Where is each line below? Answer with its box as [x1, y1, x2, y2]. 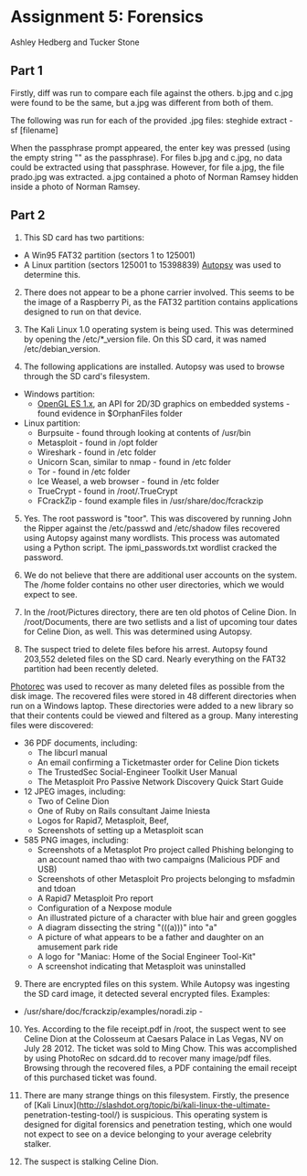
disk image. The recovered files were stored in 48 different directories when [10, 690, 297, 701]
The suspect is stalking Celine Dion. [23, 1156, 159, 1167]
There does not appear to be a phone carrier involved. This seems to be [23, 286, 295, 298]
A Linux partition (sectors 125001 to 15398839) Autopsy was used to [23, 259, 281, 270]
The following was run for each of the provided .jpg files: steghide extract [10, 114, 287, 125]
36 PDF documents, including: [23, 737, 138, 748]
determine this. [23, 269, 81, 280]
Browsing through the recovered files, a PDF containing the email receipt [23, 1062, 298, 1073]
